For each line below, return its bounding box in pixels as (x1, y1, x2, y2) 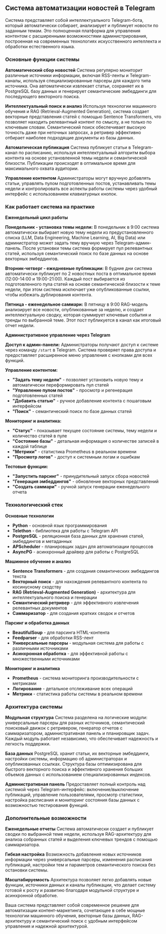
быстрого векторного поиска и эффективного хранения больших (5, 766, 143, 772)
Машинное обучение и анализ (5, 558, 71, 564)
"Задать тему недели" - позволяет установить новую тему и (12, 377, 143, 383)
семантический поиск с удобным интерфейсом (36, 918, 138, 924)
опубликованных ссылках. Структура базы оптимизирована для (5, 761, 142, 767)
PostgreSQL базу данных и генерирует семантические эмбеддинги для (5, 88, 157, 94)
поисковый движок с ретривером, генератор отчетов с (5, 725, 123, 731)
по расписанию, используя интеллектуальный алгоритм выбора (18, 150, 156, 156)
